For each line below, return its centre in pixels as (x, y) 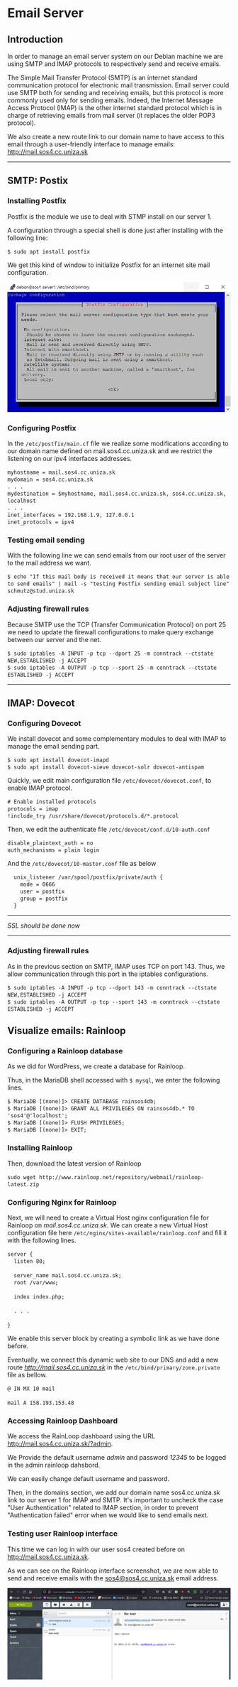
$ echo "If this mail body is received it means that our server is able (119, 577)
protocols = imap (33, 809)
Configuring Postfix (42, 428)
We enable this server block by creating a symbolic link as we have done (113, 1338)
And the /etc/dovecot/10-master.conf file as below (82, 864)
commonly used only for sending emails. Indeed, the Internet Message (110, 100)
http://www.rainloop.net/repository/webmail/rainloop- (121, 1177)
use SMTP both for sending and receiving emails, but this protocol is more (115, 93)
